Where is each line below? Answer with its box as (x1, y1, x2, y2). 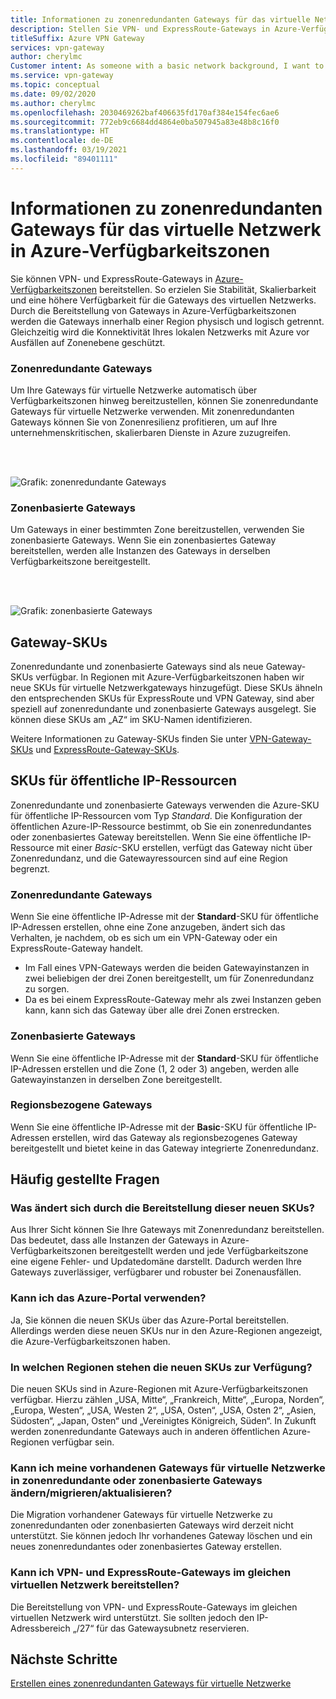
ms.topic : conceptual (10, 80, 101, 90)
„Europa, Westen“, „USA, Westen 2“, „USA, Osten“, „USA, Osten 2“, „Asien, (10, 1404, 317, 1416)
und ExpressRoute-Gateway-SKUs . (35, 744, 180, 756)
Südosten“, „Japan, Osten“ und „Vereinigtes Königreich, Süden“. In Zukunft (10, 1415, 317, 1427)
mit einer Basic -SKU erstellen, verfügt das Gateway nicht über (56, 841, 313, 853)
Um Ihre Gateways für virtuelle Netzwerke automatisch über (10, 384, 258, 396)
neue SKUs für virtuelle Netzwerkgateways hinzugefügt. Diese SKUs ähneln (10, 682, 323, 694)
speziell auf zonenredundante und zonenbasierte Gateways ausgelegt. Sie (10, 703, 317, 715)
